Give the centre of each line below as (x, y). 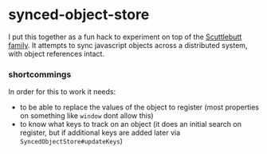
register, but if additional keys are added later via (100, 132)
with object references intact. (57, 53)
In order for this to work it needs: (62, 92)
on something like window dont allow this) (86, 116)
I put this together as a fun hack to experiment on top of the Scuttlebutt (125, 37)
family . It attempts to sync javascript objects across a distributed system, (128, 45)
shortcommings (40, 74)
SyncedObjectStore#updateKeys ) (71, 141)
